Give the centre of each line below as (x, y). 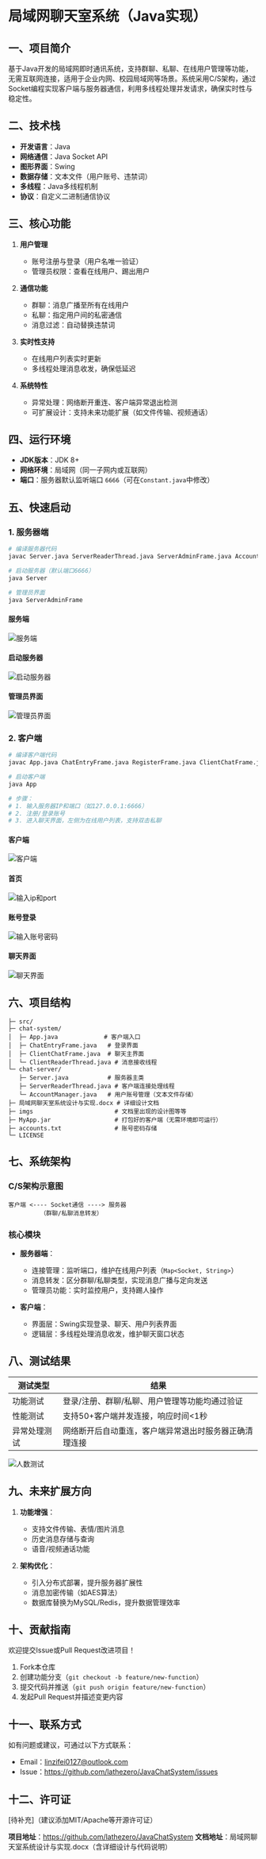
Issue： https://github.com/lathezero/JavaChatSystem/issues (119, 1772)
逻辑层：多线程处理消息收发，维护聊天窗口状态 (108, 1333)
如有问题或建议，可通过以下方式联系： (70, 1745)
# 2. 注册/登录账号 (37, 814)
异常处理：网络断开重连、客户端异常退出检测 (104, 402)
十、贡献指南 (40, 1629)
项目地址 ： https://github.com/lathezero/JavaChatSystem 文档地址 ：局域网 (129, 1837)
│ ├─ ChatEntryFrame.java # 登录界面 (73, 1045)
